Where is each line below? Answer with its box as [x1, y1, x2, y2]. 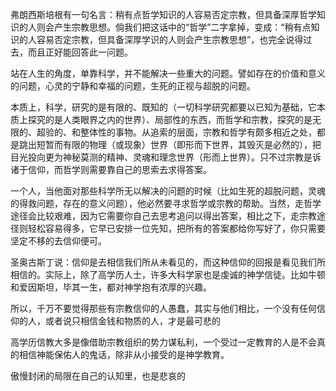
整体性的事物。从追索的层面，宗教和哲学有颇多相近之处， [79, 126, 317, 138]
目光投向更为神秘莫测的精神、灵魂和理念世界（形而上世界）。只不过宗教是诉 [10, 151, 322, 163]
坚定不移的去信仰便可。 [10, 235, 107, 247]
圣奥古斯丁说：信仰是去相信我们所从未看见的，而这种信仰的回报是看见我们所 [10, 256, 326, 268]
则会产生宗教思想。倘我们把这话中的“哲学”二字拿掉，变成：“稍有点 [36, 21, 312, 33]
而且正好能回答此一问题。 [27, 46, 133, 58]
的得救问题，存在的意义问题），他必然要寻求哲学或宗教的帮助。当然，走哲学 [10, 198, 322, 209]
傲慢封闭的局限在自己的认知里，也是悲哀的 [10, 370, 186, 382]
